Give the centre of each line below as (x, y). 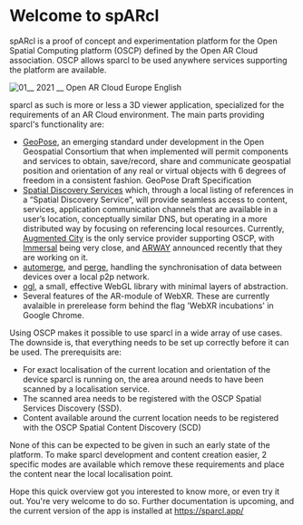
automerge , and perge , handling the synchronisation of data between (152, 267)
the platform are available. (58, 70)
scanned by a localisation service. (86, 389)
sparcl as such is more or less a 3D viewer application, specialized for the (147, 104)
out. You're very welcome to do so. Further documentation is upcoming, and (152, 501)
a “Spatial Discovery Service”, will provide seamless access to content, (155, 199)
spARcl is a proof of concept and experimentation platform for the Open (144, 41)
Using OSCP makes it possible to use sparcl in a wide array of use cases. (146, 333)
